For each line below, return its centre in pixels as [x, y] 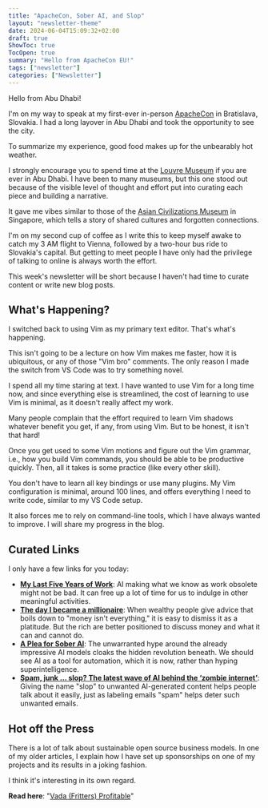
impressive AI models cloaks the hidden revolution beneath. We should [137, 653]
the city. [22, 131]
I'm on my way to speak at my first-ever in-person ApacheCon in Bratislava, [133, 114]
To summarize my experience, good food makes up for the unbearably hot [131, 146]
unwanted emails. [49, 703]
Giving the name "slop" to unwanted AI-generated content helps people [138, 686]
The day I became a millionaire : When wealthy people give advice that [136, 610]
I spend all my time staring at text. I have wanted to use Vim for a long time [131, 386]
